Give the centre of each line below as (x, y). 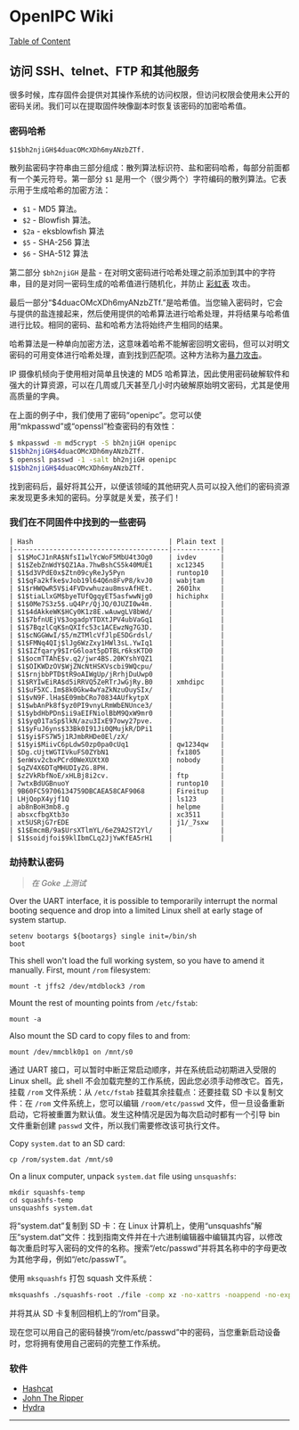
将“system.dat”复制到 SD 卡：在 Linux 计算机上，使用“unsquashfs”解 (136, 1226)
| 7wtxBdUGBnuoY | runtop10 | (117, 783)
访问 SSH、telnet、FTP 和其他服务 (105, 72)
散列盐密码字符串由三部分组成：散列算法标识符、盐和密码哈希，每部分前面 (145, 168)
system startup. (38, 920)
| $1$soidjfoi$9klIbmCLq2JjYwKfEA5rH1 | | (117, 838)
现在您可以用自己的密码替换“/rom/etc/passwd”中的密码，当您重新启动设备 (145, 1332)
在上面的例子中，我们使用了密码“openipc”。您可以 (101, 415)
